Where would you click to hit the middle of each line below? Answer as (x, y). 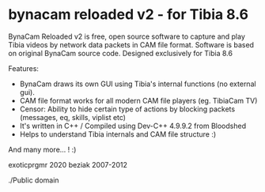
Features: (24, 68)
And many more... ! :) (42, 149)
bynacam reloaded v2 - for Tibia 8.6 (129, 15)
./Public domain (34, 180)
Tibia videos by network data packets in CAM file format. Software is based (131, 44)
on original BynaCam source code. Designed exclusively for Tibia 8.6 (121, 53)
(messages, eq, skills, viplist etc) (73, 117)
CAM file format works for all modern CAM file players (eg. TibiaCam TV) (138, 100)
